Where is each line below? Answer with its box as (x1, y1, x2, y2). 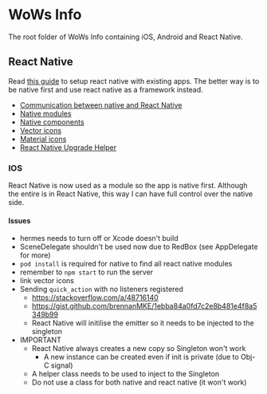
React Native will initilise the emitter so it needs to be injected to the (31, 318, 254, 328)
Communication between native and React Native (19, 100, 183, 109)
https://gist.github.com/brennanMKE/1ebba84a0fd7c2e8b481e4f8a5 (31, 301, 257, 311)
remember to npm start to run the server (19, 267, 154, 277)
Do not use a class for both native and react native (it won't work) (31, 377, 247, 388)
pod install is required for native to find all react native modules (19, 259, 233, 269)
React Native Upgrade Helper (19, 142, 117, 152)
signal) (50, 361, 73, 370)
